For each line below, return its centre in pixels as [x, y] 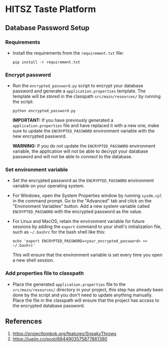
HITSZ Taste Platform [51, 9]
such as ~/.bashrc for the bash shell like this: [59, 232]
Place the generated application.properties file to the [69, 284]
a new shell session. [33, 260]
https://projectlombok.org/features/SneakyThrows [64, 333]
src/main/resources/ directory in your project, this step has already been [88, 289]
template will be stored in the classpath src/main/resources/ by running [87, 96]
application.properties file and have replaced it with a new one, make [86, 126]
